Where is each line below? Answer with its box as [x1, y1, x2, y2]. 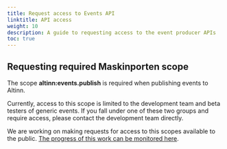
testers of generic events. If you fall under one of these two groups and [7, 107, 209, 115]
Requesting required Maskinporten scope [7, 61, 189, 72]
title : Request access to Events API [7, 10, 115, 17]
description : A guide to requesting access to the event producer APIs [7, 29, 216, 36]
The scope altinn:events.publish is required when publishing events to [7, 79, 208, 87]
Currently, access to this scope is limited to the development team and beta [7, 99, 221, 107]
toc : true [7, 36, 36, 42]
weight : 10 [7, 23, 38, 29]
